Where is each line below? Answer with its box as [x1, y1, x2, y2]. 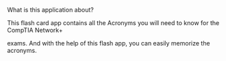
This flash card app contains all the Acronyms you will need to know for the [7, 19, 220, 26]
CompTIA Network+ [7, 26, 63, 34]
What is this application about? [7, 6, 94, 14]
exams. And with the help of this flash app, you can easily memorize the [7, 39, 210, 47]
